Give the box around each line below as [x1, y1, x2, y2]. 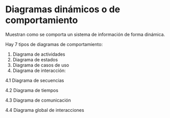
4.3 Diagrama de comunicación [5, 97, 71, 103]
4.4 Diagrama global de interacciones [5, 107, 84, 113]
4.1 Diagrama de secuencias [5, 77, 64, 83]
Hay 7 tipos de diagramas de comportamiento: [5, 41, 103, 47]
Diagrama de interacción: [12, 67, 66, 74]
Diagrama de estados [12, 56, 58, 62]
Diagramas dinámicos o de [5, 4, 120, 15]
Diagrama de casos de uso [12, 62, 69, 68]
